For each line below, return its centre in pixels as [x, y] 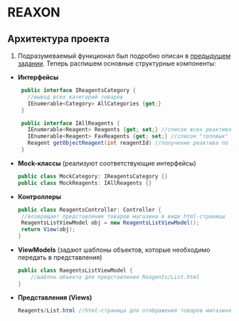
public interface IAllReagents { [70, 123]
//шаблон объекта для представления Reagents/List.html [115, 277]
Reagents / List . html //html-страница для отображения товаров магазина [124, 310]
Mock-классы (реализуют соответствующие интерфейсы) [107, 163]
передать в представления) [60, 257]
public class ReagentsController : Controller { [89, 210]
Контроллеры [39, 196]
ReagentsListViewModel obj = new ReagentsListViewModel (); [110, 223]
